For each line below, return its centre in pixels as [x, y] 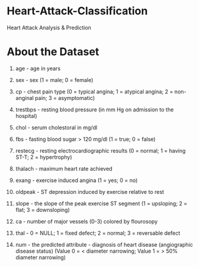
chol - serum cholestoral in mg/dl [56, 128]
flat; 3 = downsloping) [43, 210]
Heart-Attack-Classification [77, 11]
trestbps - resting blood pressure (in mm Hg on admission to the [94, 110]
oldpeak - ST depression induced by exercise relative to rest [90, 192]
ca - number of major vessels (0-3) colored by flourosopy [86, 221]
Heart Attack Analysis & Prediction [49, 28]
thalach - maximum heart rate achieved [64, 168]
